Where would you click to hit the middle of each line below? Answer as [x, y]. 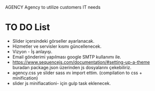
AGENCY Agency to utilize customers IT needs [53, 7]
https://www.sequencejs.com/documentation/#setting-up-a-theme [81, 62]
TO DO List [28, 27]
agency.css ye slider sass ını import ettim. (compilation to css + [77, 73]
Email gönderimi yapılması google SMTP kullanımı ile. [67, 57]
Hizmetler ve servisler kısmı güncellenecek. [57, 46]
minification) [25, 78]
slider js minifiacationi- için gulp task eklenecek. [61, 83]
